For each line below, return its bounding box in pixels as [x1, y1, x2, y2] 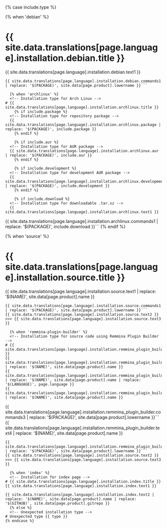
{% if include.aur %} [14, 140, 59, 145]
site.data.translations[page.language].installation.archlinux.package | [5, 122, 162, 127]
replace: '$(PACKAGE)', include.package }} [5, 127, 97, 132]
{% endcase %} [5, 518, 35, 523]
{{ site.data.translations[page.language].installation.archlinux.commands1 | [5, 218, 158, 224]
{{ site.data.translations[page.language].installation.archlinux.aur [9, 148, 159, 154]
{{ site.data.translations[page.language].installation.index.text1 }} [5, 483, 157, 488]
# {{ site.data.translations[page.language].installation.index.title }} [5, 479, 162, 484]
